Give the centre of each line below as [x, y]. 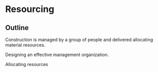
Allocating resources [27, 64]
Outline [17, 28]
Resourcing [30, 9]
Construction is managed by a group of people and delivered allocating [79, 39]
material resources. [25, 45]
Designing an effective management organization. [57, 54]
